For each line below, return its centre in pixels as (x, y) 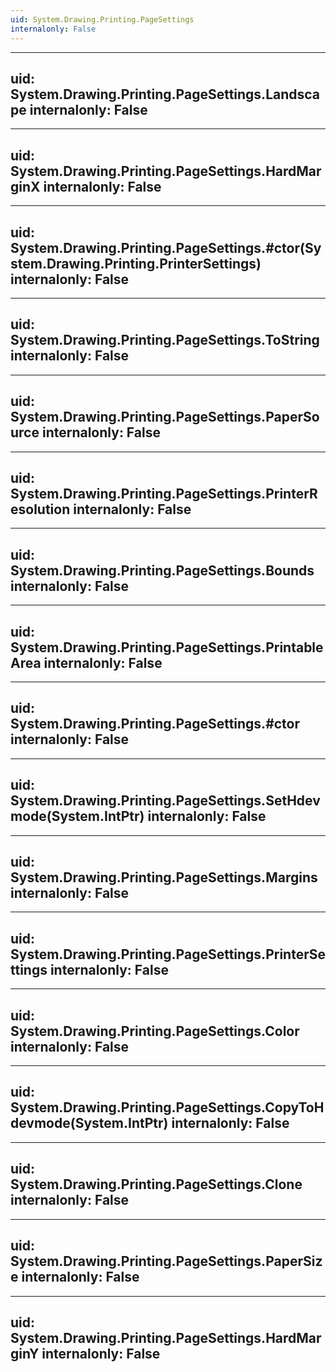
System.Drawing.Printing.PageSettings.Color (155, 1031)
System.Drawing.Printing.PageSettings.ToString (165, 340)
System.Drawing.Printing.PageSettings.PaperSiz (166, 1261)
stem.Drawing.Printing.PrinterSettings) (136, 263)
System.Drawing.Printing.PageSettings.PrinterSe (168, 954)
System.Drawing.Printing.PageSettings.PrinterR (164, 493)
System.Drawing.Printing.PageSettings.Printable (167, 647)
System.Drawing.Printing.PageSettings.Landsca (165, 94)
